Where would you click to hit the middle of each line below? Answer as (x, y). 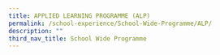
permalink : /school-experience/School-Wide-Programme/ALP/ (110, 23)
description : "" (36, 31)
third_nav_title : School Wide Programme (78, 38)
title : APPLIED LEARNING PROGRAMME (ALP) (80, 16)
